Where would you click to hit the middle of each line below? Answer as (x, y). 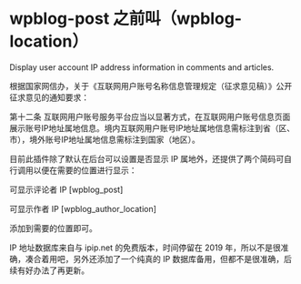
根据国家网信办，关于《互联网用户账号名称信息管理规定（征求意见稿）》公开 (151, 86)
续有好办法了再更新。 (49, 270)
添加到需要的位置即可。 (53, 228)
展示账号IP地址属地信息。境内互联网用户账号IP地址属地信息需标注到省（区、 (152, 127)
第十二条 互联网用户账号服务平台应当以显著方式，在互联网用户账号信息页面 (150, 117)
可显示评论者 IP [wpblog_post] (66, 189)
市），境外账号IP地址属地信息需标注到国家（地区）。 (105, 139)
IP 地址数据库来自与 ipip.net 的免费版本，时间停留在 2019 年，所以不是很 (145, 248)
